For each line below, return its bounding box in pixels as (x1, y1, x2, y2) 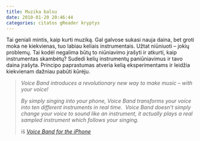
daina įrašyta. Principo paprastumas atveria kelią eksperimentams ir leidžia (6, 62, 190, 69)
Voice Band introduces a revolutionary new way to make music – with (20, 79, 193, 87)
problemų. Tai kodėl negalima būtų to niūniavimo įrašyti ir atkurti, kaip (6, 49, 177, 56)
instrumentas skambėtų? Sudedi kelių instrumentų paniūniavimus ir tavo (6, 55, 183, 63)
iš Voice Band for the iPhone (20, 128, 91, 135)
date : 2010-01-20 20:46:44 (6, 14, 73, 20)
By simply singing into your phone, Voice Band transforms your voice (20, 97, 192, 105)
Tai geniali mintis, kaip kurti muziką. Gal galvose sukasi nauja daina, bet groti (6, 36, 195, 44)
